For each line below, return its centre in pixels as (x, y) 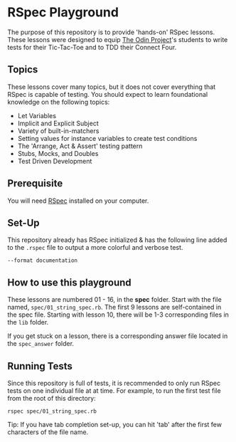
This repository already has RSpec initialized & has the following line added (117, 240)
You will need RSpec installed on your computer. (78, 201)
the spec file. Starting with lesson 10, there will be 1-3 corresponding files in (118, 315)
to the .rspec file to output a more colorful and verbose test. (95, 248)
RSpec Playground (63, 12)
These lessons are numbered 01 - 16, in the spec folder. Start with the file (114, 300)
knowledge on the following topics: (59, 102)
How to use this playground (69, 282)
